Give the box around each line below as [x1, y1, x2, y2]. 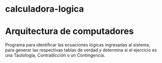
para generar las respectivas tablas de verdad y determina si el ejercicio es [5, 47, 157, 53]
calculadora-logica [5, 3, 84, 15]
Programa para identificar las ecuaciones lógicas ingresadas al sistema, [5, 42, 151, 48]
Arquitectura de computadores [5, 26, 134, 37]
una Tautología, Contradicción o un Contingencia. [5, 52, 106, 58]
